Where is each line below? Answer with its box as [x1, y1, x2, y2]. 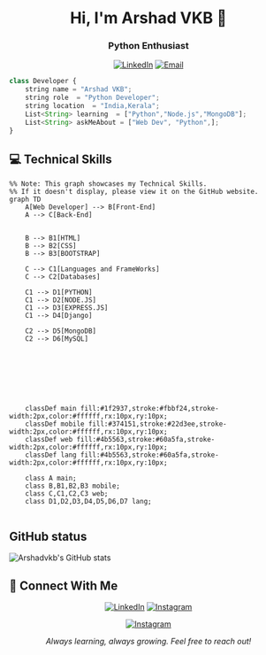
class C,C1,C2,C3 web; [25, 489, 109, 498]
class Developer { [9, 77, 77, 86]
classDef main [25, 405, 77, 413]
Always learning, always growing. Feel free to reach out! [45, 636, 252, 647]
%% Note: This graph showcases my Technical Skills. [9, 180, 208, 189]
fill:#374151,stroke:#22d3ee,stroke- [87, 420, 227, 428]
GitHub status [9, 528, 87, 543]
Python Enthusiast [108, 40, 189, 52]
